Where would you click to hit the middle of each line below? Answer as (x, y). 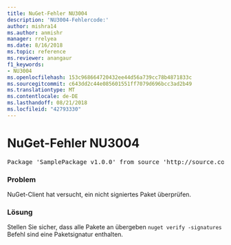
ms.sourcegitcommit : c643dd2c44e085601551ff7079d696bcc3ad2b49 (100, 84)
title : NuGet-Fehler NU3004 (47, 13)
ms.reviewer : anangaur (40, 58)
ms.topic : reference (37, 52)
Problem (22, 179)
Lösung (20, 212)
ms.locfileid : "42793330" (44, 109)
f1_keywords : (26, 65)
